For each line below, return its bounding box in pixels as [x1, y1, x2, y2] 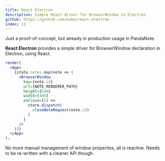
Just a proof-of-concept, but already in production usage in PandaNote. [5, 35, 155, 42]
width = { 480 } [23, 93, 49, 99]
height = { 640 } [23, 89, 51, 94]
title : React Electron [5, 7, 53, 13]
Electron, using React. [5, 51, 51, 57]
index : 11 [5, 21, 26, 27]
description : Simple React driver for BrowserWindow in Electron [5, 12, 146, 17]
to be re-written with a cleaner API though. [5, 150, 95, 156]
